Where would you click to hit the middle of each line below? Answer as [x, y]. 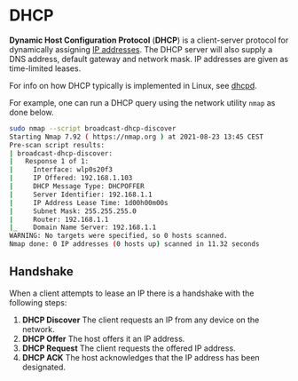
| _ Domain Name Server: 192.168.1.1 [83, 227]
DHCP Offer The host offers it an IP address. [103, 338]
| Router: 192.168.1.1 [59, 219]
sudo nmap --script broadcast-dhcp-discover [93, 128]
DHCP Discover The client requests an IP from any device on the [141, 320]
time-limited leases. [45, 68]
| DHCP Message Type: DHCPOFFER [77, 187]
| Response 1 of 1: [49, 162]
